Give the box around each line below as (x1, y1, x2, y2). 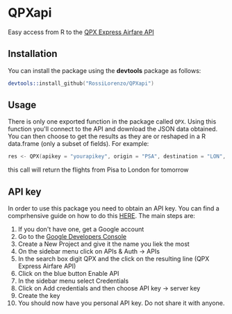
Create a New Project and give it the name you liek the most (17, 240, 190, 248)
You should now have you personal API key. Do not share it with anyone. (17, 299, 225, 307)
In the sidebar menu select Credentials (17, 276, 129, 286)
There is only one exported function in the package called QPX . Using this (8, 117, 217, 126)
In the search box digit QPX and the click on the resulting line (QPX (17, 255, 210, 263)
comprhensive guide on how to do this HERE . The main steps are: (8, 212, 195, 220)
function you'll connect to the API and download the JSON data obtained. (8, 125, 218, 133)
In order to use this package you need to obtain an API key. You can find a (8, 204, 219, 213)
